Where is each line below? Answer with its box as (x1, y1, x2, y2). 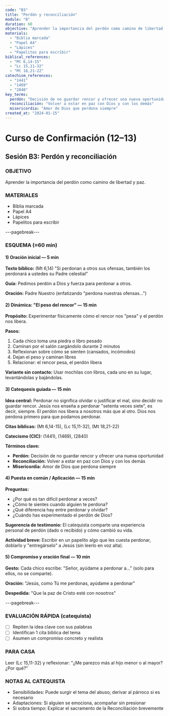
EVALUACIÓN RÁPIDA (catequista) (5, 612, 92, 619)
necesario (12, 695, 34, 701)
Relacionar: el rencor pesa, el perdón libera (12, 360, 102, 366)
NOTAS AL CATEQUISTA (5, 678, 65, 685)
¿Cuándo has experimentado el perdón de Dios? (12, 512, 113, 518)
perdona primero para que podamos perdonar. (5, 414, 102, 420)
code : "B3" (5, 7, 28, 13)
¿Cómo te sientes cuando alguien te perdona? (12, 501, 108, 507)
